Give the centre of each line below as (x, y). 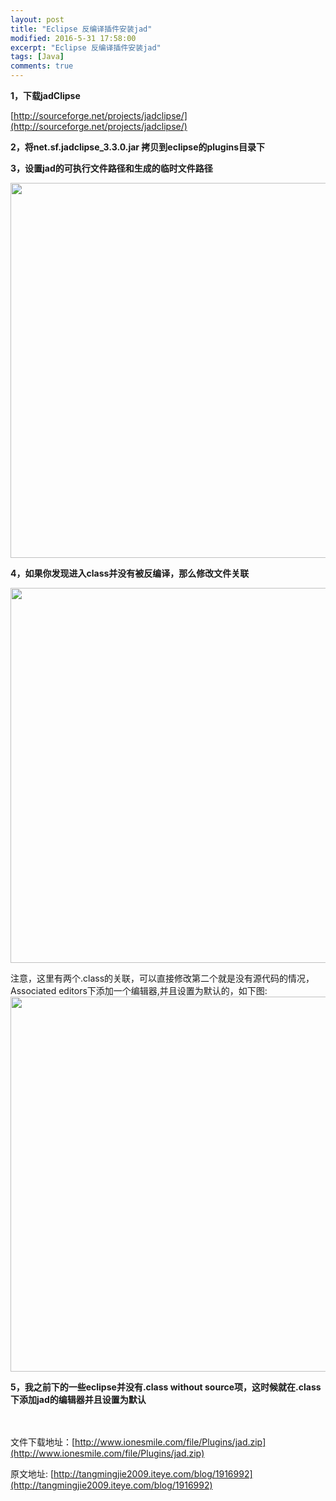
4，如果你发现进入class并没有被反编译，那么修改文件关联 (130, 573)
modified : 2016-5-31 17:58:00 (73, 38)
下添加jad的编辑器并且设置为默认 (78, 1399)
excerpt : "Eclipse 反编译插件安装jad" (86, 47)
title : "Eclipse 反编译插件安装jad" (81, 29)
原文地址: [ (32, 1474)
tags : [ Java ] (37, 57)
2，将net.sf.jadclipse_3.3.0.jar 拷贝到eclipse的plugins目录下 (138, 147)
